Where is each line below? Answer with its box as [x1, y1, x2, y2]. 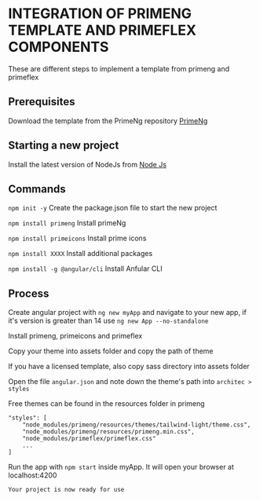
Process [8, 287, 49, 300]
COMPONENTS [8, 38, 109, 56]
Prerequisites [8, 95, 75, 108]
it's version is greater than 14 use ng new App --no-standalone [8, 316, 209, 326]
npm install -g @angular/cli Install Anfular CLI [8, 264, 163, 273]
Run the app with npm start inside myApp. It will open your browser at [8, 463, 234, 472]
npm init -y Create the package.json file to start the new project [8, 203, 218, 213]
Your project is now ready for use [8, 486, 125, 494]
